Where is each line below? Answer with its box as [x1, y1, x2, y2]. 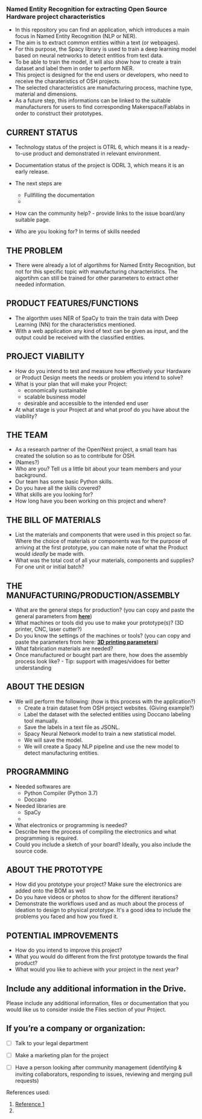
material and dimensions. [14, 90, 78, 98]
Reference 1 [14, 1101, 45, 1108]
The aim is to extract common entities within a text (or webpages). [14, 39, 180, 47]
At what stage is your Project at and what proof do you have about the [14, 406, 190, 413]
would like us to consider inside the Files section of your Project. [6, 1006, 167, 1013]
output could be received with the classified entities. [14, 334, 145, 341]
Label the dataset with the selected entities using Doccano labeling [24, 710, 191, 718]
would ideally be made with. [14, 550, 86, 558]
